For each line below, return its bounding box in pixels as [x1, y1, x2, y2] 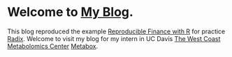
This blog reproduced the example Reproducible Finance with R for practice [7, 27, 226, 35]
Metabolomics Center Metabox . [7, 42, 99, 50]
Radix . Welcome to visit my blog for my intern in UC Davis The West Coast [7, 34, 221, 42]
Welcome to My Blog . [7, 4, 134, 20]
